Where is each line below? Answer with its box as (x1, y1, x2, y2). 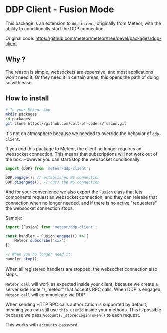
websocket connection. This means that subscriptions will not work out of (5, 151, 158, 157)
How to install (5, 94, 49, 103)
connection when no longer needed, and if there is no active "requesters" (5, 199, 157, 206)
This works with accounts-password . (5, 321, 79, 328)
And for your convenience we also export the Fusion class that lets (5, 189, 143, 195)
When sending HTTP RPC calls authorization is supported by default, (5, 301, 148, 307)
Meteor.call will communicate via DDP (5, 291, 85, 298)
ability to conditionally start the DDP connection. (5, 25, 105, 31)
